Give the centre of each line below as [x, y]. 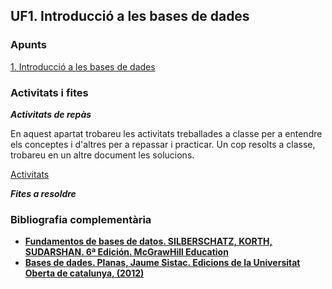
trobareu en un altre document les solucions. [102, 155]
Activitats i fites [49, 92]
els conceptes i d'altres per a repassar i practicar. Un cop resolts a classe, [163, 144]
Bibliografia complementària [81, 219]
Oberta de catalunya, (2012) [84, 273]
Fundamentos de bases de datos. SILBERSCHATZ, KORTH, [148, 241]
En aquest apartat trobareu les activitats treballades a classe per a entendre [166, 133]
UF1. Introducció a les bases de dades [130, 16]
